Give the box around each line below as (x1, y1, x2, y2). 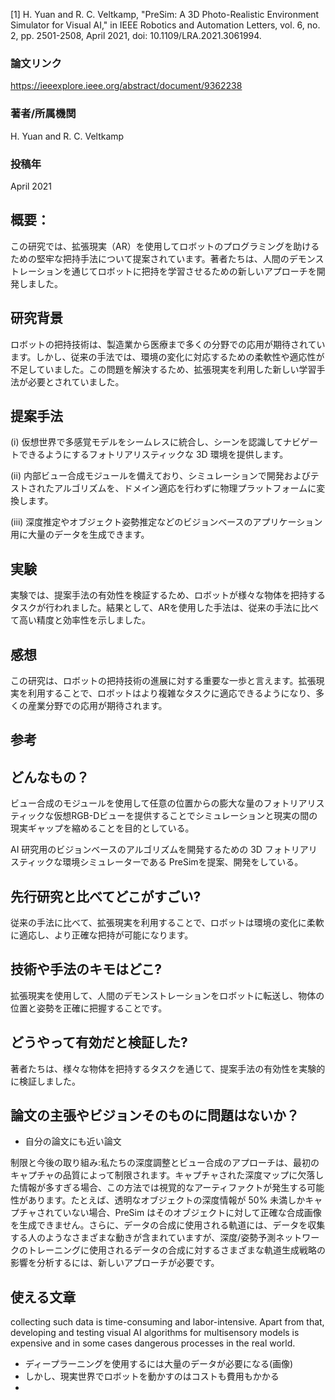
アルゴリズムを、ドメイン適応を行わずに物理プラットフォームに (53, 482, 317, 494)
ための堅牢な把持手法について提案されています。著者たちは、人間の (10, 252, 290, 264)
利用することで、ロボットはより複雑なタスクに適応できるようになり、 (27, 687, 316, 699)
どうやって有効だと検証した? (10, 1034, 188, 1051)
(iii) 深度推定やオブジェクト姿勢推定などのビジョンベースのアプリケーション (10, 516, 323, 528)
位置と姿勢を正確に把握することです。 (10, 1002, 168, 1014)
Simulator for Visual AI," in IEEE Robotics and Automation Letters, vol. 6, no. (10, 19, 321, 31)
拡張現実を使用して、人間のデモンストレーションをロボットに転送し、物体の (10, 989, 325, 1001)
